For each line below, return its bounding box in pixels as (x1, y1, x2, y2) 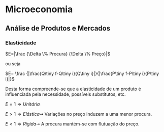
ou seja (5, 60, 21, 67)
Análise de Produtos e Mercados (5, 24, 111, 33)
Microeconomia (5, 4, 73, 15)
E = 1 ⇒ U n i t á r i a (5, 101, 40, 107)
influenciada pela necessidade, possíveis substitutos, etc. (5, 91, 126, 97)
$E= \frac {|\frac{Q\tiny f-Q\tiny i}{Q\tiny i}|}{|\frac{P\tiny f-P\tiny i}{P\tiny (5, 70, 159, 76)
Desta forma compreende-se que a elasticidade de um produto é (5, 86, 141, 92)
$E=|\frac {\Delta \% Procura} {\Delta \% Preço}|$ (5, 50, 111, 57)
